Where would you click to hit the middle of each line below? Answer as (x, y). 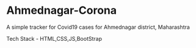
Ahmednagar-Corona (62, 10)
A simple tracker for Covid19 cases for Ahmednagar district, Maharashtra (98, 27)
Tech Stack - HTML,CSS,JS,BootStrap (54, 38)
